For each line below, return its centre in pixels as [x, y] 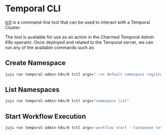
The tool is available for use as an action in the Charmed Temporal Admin [80, 37]
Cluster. [13, 27]
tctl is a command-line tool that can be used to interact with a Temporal [78, 22]
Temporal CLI [33, 9]
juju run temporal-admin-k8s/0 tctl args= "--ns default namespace [75, 74]
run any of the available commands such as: [50, 47]
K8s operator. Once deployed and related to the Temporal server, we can [79, 42]
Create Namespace [35, 63]
